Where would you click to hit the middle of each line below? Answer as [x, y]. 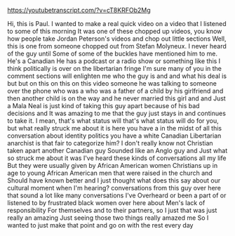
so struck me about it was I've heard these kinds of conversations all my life [117, 158]
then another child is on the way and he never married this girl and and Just [116, 98]
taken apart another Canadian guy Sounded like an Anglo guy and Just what [117, 151]
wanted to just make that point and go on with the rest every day [100, 225]
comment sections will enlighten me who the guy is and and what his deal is [117, 76]
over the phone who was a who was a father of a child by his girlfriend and [115, 91]
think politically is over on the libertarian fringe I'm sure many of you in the [115, 68]
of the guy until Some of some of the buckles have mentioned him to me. [113, 53]
